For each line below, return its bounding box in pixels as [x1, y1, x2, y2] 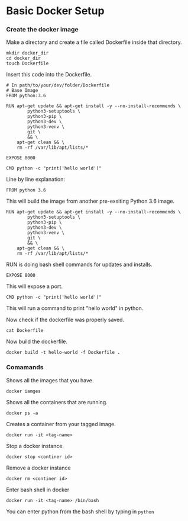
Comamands [6, 363, 44, 372]
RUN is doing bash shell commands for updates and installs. [6, 261, 153, 268]
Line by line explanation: [6, 176, 66, 183]
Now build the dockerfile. [6, 338, 68, 345]
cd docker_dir [6, 55, 41, 62]
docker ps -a [6, 410, 38, 416]
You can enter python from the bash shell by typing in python [6, 508, 154, 515]
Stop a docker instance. [6, 442, 64, 449]
